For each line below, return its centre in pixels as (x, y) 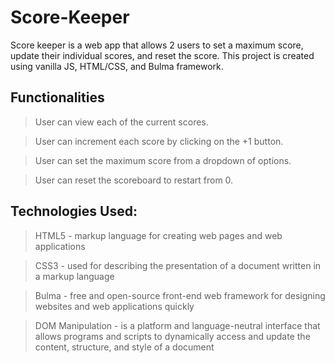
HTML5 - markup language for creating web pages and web (158, 235)
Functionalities (57, 97)
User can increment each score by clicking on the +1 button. (159, 141)
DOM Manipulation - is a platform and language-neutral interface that (177, 325)
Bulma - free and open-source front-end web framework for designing (180, 295)
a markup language (74, 276)
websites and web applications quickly (114, 306)
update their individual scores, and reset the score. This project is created (162, 55)
